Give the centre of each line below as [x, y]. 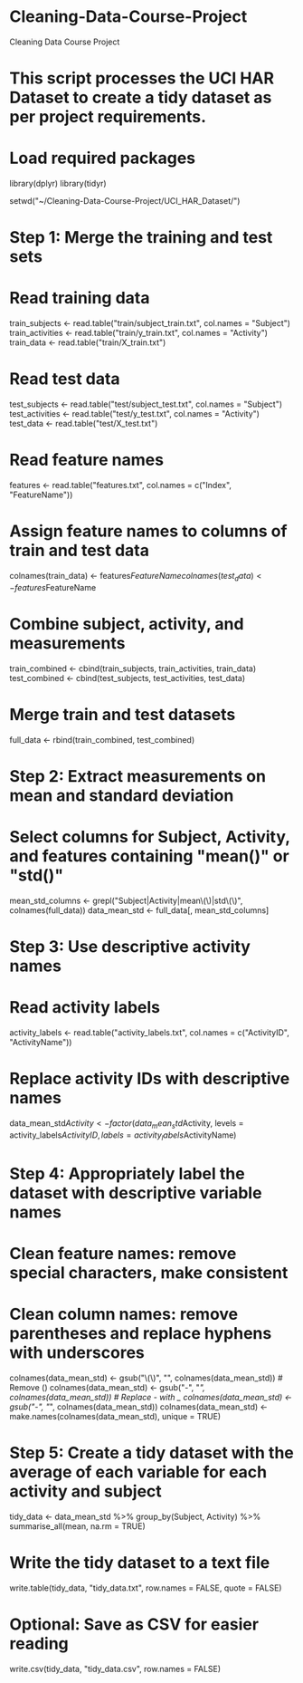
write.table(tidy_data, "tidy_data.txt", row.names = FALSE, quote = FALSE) [146, 1588]
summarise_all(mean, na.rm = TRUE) [78, 1526]
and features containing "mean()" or [149, 856]
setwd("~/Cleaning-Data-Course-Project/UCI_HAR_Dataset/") [125, 201]
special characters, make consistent [149, 1272]
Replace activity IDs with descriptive [150, 1079]
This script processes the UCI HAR [142, 78]
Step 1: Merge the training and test [141, 238]
